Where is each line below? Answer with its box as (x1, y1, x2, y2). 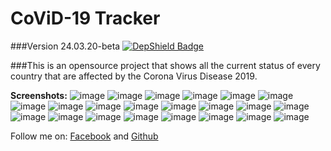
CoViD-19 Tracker (10, 7, 161, 30)
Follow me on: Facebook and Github (10, 130, 159, 142)
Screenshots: (10, 89, 68, 101)
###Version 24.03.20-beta (10, 40, 121, 52)
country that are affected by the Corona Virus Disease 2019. (10, 70, 258, 82)
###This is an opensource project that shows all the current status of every (10, 59, 321, 71)
